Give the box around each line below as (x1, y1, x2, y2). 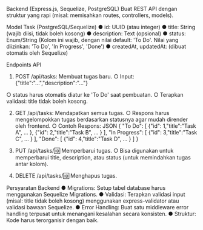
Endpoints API (6, 61, 42, 68)
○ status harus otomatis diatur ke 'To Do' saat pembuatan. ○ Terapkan (6, 91, 184, 98)
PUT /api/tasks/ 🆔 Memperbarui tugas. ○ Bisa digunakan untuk (15, 147, 174, 154)
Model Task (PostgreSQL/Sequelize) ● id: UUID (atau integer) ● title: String (6, 24, 196, 30)
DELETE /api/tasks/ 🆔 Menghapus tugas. (15, 172, 118, 179)
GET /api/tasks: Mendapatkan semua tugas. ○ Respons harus (15, 110, 170, 116)
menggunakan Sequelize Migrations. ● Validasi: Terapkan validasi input (6, 191, 186, 198)
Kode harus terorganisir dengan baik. (6, 217, 99, 224)
